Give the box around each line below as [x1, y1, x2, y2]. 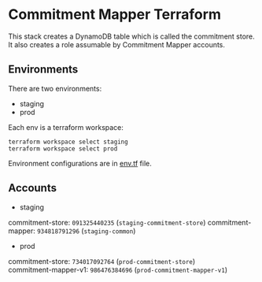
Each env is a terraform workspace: [8, 122, 124, 132]
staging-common [83, 227, 134, 236]
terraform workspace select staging [8, 138, 128, 146]
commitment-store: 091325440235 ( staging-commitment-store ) [8, 217, 206, 227]
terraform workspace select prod [8, 144, 118, 153]
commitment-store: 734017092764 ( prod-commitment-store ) [8, 256, 196, 265]
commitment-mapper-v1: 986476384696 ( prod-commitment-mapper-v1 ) [8, 265, 228, 274]
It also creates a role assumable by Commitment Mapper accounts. [8, 39, 226, 49]
